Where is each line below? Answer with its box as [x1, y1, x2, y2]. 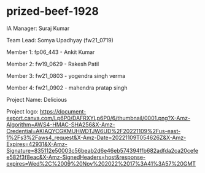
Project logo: [6, 107, 39, 115]
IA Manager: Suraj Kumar [6, 25, 70, 32]
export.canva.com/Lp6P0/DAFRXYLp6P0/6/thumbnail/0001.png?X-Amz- [6, 114, 191, 121]
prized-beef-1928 [6, 4, 99, 18]
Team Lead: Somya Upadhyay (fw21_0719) [6, 36, 114, 44]
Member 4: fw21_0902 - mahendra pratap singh [6, 84, 128, 91]
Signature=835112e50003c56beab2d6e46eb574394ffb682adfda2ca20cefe [6, 147, 199, 154]
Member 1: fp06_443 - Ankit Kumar [6, 48, 95, 56]
